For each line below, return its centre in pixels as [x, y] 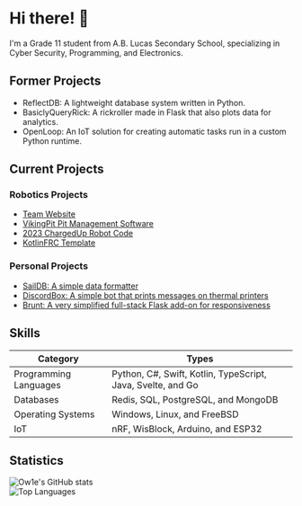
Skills [25, 333]
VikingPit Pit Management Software [88, 224]
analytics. [40, 121]
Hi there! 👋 [49, 18]
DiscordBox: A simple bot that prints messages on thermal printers [145, 295]
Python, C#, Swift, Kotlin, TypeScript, [189, 374]
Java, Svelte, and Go [155, 385]
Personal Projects [49, 266]
